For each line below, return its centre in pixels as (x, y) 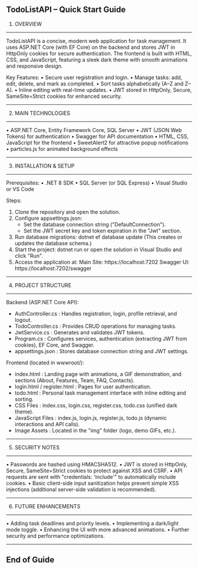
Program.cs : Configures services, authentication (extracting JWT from (101, 338)
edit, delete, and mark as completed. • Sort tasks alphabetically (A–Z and (95, 83)
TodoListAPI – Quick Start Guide (66, 10)
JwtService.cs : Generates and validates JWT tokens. (80, 332)
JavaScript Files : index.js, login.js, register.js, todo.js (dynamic (90, 417)
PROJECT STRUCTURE (43, 285)
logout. (23, 320)
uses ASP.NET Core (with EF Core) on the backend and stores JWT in (91, 47)
